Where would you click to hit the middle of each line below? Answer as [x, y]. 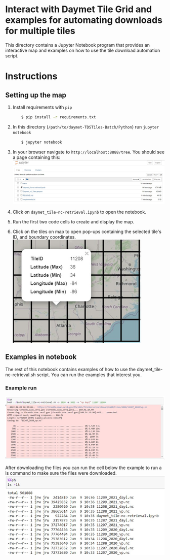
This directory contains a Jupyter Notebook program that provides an [78, 45]
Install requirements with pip [42, 107]
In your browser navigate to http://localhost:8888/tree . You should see [89, 152]
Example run [21, 388]
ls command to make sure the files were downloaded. [61, 473]
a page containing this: [36, 157]
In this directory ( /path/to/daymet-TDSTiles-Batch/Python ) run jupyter [86, 127]
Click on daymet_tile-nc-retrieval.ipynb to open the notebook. [79, 212]
